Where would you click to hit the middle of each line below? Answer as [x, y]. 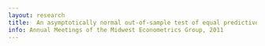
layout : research [37, 15]
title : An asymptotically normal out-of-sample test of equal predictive [134, 23]
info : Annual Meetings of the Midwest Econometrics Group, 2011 [116, 30]
